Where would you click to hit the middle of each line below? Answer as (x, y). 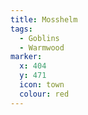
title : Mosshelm (44, 19)
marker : (26, 57)
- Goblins (39, 38)
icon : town (42, 85)
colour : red (44, 94)
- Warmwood (42, 47)
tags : (21, 29)
